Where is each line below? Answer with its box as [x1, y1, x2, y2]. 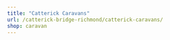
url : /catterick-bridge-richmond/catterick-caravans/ [7, 16, 164, 23]
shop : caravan [7, 22, 48, 29]
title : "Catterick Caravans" [7, 9, 90, 17]
